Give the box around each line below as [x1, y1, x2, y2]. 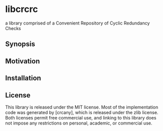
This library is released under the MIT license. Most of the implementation [5, 104, 158, 110]
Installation [5, 74, 41, 82]
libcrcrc [5, 3, 38, 15]
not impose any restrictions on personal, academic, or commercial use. [5, 120, 152, 126]
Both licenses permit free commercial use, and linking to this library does [5, 114, 157, 120]
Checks [5, 25, 21, 31]
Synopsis [5, 40, 35, 48]
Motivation [5, 56, 40, 65]
